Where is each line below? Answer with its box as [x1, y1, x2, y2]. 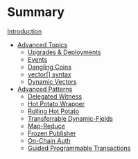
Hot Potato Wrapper [27, 99, 85, 108]
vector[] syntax [27, 70, 71, 78]
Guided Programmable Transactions [27, 144, 131, 152]
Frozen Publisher [27, 129, 76, 137]
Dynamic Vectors [27, 77, 77, 85]
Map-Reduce [27, 122, 66, 130]
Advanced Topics [17, 40, 68, 49]
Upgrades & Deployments [27, 48, 102, 56]
